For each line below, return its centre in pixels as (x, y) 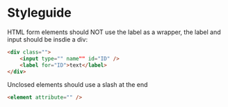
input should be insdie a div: (48, 39)
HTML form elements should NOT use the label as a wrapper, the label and (114, 32)
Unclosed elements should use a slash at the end (78, 85)
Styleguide (39, 13)
